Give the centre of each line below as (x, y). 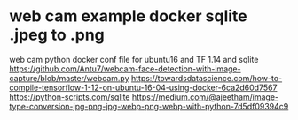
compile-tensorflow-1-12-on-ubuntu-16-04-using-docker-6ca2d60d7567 (143, 87)
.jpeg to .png (57, 35)
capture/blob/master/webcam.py (70, 78)
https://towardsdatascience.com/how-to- (207, 78)
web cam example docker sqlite (129, 16)
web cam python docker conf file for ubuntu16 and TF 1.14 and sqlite (134, 59)
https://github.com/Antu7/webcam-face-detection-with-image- (125, 69)
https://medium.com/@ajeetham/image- (205, 97)
